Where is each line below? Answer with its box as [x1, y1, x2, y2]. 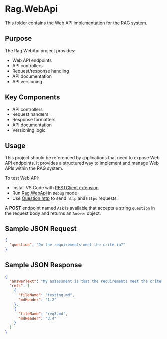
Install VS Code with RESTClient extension [12, 185, 99, 191]
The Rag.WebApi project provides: [5, 47, 76, 53]
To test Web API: [5, 175, 39, 181]
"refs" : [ [9, 283, 30, 288]
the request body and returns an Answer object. [5, 210, 101, 216]
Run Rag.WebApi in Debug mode [12, 190, 77, 196]
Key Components [5, 93, 60, 102]
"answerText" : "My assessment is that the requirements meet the [9, 279, 148, 284]
